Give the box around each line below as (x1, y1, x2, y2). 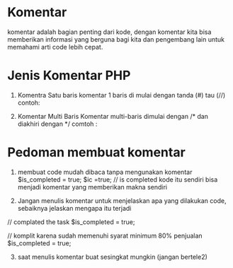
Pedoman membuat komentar (7, 144, 186, 161)
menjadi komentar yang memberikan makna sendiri (17, 182, 168, 191)
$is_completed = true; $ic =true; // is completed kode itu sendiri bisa (17, 175, 218, 184)
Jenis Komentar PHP (7, 68, 131, 83)
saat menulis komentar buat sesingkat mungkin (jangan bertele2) (17, 252, 208, 261)
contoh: (17, 98, 40, 107)
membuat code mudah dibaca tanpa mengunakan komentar (17, 168, 193, 176)
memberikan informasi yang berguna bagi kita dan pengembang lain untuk (7, 35, 225, 43)
